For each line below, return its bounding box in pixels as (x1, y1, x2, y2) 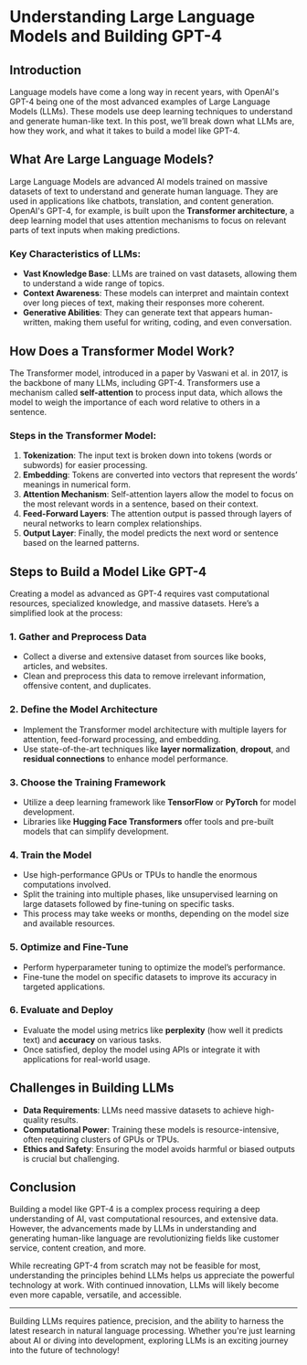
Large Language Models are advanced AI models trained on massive (9, 176, 268, 187)
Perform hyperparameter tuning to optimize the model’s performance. (22, 962, 286, 973)
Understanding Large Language (9, 6, 256, 27)
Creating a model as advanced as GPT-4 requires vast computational (9, 588, 270, 600)
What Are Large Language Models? (9, 152, 215, 167)
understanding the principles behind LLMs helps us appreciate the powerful (9, 1270, 295, 1281)
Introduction (9, 62, 82, 78)
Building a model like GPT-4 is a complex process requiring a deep (9, 1204, 260, 1215)
